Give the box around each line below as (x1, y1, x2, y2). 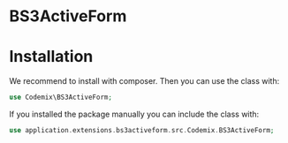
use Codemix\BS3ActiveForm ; (9, 93, 113, 102)
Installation (9, 47, 94, 67)
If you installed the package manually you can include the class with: (9, 109, 260, 119)
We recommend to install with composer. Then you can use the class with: (9, 76, 280, 87)
